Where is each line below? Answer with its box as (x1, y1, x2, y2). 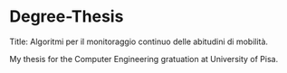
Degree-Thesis (9, 6, 124, 27)
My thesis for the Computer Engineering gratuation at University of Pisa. (9, 53, 279, 64)
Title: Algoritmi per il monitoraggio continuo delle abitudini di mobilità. (9, 36, 269, 47)
